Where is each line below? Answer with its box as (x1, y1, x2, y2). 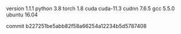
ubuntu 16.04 (6, 11, 38, 18)
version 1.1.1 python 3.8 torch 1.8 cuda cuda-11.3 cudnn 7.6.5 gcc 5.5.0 (6, 5, 175, 12)
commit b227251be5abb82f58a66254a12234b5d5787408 (6, 23, 147, 29)
